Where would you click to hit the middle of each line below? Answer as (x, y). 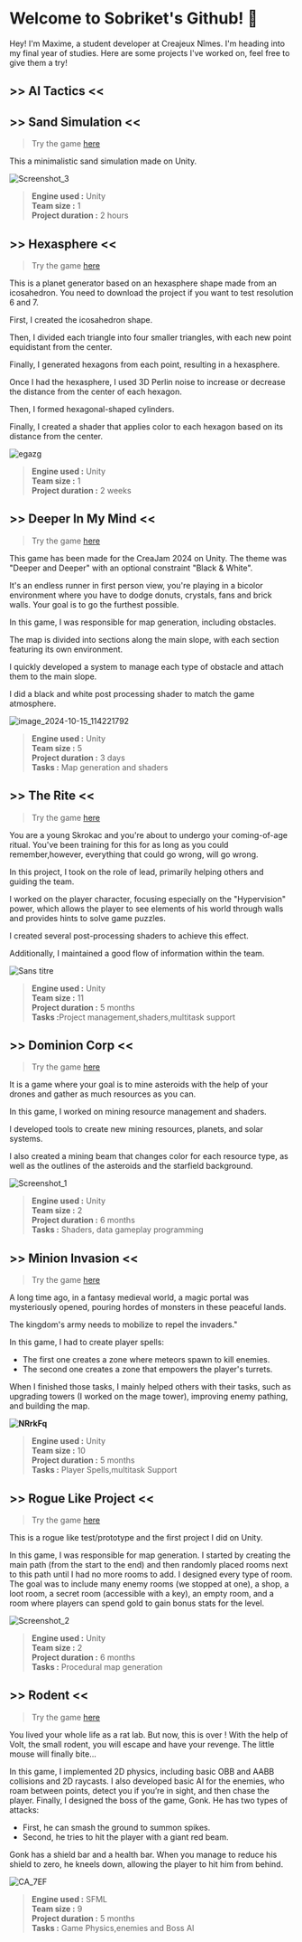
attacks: (24, 1810)
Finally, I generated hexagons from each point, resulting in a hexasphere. (145, 364)
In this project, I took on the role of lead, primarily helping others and (137, 872)
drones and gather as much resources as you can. (103, 1094)
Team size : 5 (57, 748)
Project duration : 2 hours (80, 215)
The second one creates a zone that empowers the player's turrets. (147, 1370)
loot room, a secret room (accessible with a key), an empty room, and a (142, 1594)
